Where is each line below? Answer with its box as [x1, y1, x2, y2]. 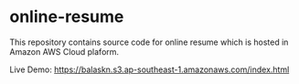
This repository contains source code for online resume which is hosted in [9, 37, 289, 47]
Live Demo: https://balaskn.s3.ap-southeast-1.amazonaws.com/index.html [9, 64, 290, 75]
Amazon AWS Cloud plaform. [9, 46, 120, 57]
